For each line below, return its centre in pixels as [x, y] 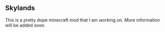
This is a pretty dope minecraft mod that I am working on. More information [82, 20]
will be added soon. [25, 25]
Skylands [20, 8]
